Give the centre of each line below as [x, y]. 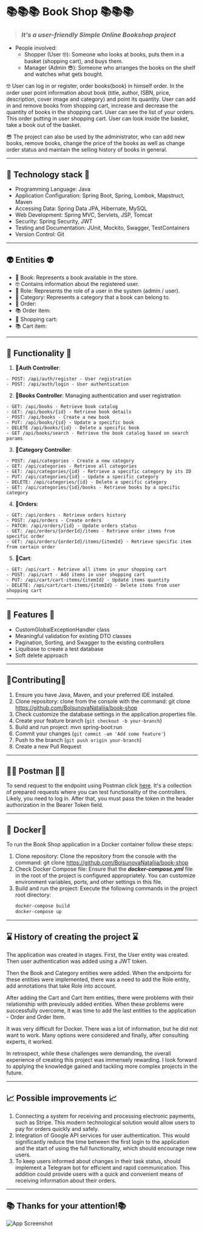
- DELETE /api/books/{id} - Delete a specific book [73, 428]
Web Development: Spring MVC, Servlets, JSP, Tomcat [84, 215]
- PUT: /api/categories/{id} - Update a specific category [83, 477]
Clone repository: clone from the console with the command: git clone [103, 701]
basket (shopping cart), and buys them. [73, 61]
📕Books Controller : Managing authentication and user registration [98, 395]
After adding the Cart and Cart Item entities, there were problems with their [100, 997]
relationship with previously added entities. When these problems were [95, 1004]
